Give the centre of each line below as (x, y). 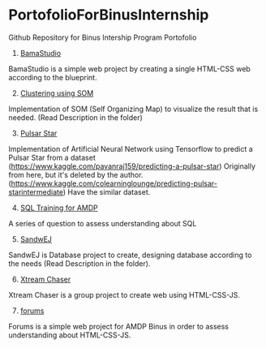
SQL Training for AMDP (59, 208)
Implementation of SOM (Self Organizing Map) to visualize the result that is (133, 109)
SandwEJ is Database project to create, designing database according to (130, 255)
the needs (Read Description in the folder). (79, 263)
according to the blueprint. (53, 77)
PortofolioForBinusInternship (109, 15)
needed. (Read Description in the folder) (76, 117)
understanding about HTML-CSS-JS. (70, 335)
